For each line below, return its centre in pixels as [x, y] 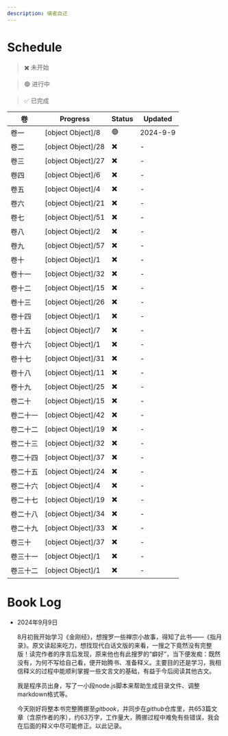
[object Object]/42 [75, 415]
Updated [158, 118]
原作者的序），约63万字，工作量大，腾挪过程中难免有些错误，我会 [128, 717]
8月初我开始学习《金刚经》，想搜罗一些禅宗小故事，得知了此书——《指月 [119, 637]
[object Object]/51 [75, 218]
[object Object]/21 [75, 203]
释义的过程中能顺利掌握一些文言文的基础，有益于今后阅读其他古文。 [119, 671]
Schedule [35, 47]
